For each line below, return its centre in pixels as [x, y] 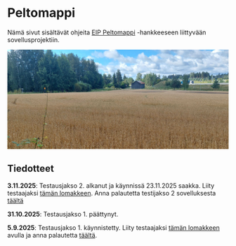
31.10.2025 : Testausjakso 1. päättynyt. [63, 214]
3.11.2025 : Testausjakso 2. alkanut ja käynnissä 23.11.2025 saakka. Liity [111, 185]
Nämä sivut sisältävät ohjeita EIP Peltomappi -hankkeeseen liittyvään [107, 32]
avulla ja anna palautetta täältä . [52, 235]
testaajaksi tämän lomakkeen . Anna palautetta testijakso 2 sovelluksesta [112, 193]
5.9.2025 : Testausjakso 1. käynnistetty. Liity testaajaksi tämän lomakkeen [113, 227]
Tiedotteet [31, 169]
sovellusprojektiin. [33, 39]
